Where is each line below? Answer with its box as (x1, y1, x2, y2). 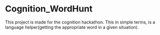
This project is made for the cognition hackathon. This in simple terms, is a (5, 19, 156, 25)
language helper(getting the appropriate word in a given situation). (5, 24, 139, 30)
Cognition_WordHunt (5, 3, 93, 14)
